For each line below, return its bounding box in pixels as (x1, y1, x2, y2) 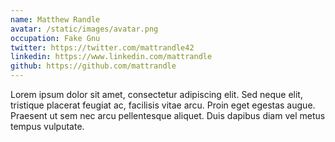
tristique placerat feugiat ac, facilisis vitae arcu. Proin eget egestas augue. (10, 99, 316, 111)
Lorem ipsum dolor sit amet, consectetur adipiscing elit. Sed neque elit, (10, 89, 303, 100)
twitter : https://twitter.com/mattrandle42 (10, 42, 195, 53)
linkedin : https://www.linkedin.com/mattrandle (10, 52, 213, 62)
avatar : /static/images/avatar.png (10, 24, 159, 34)
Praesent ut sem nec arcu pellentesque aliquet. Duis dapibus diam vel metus (10, 110, 326, 121)
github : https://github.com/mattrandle (10, 61, 177, 71)
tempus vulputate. (10, 121, 85, 132)
